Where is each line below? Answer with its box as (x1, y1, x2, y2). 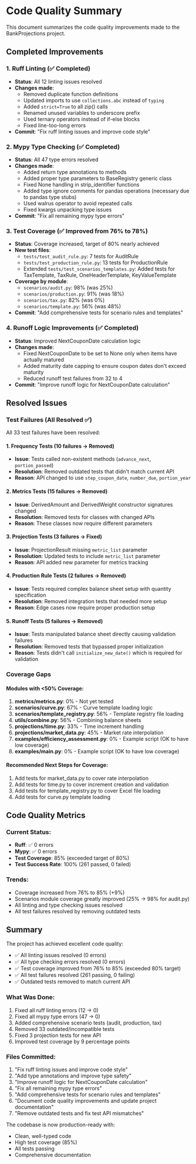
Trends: (6, 876, 29, 884)
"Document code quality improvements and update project (14, 1097, 157, 1104)
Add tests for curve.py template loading (14, 793, 111, 800)
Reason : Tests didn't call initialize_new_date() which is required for (14, 649, 183, 657)
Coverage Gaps (6, 670, 52, 679)
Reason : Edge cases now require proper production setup (14, 604, 156, 611)
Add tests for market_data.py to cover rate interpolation (14, 774, 149, 781)
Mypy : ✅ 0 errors (14, 848, 58, 855)
